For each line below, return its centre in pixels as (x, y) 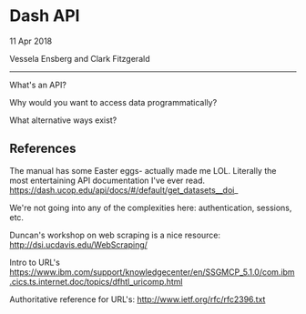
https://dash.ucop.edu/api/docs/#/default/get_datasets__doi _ (124, 190)
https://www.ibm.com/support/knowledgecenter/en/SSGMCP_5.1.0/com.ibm (152, 272)
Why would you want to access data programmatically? (113, 102)
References (43, 149)
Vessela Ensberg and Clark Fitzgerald (80, 58)
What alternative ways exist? (63, 120)
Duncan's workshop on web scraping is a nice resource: (115, 235)
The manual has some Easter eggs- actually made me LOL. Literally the (143, 170)
